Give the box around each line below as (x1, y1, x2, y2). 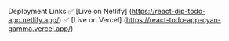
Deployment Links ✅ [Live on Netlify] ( (8, 7, 132, 15)
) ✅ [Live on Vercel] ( (58, 15, 127, 24)
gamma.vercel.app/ (8, 24, 71, 33)
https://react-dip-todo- (131, 7, 206, 15)
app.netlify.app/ (8, 15, 60, 24)
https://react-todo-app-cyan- (125, 15, 222, 24)
